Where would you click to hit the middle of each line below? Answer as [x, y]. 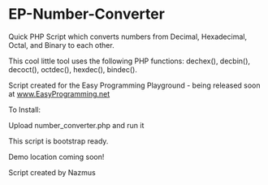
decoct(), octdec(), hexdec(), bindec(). [73, 69]
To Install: [25, 110]
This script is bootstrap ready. [58, 141]
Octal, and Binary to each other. [62, 45]
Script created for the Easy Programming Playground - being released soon [135, 85]
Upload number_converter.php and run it [76, 125]
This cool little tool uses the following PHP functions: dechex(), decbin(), [129, 61]
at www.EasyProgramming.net [59, 93]
